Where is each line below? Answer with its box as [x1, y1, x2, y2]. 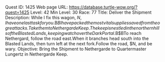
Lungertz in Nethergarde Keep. [5, 51, 68, 57]
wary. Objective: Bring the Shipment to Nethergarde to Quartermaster [5, 46, 147, 52]
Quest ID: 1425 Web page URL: [5, 4, 68, 10]
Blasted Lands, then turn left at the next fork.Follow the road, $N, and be [5, 41, 152, 46]
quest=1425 [5, 9, 30, 15]
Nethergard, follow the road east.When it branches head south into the [5, 35, 149, 41]
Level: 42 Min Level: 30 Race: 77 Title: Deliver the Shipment [30, 9, 152, 15]
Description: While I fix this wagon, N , [5, 15, 82, 20]
